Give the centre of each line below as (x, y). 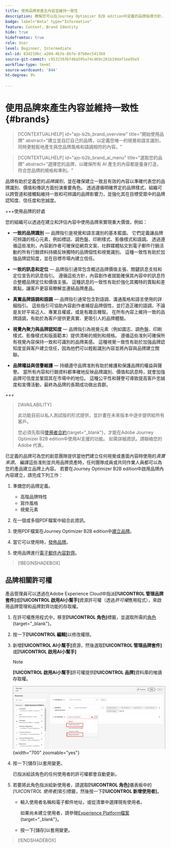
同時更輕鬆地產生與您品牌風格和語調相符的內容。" (70, 147)
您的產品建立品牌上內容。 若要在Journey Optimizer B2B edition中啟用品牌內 (84, 469)
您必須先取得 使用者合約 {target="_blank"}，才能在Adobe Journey (85, 432)
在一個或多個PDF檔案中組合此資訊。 (50, 520)
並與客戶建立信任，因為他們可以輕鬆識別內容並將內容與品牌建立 (88, 348)
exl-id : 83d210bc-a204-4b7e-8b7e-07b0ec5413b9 (55, 54)
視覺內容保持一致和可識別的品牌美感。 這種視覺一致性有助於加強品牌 (89, 342)
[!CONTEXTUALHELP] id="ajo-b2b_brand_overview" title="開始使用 (89, 134)
